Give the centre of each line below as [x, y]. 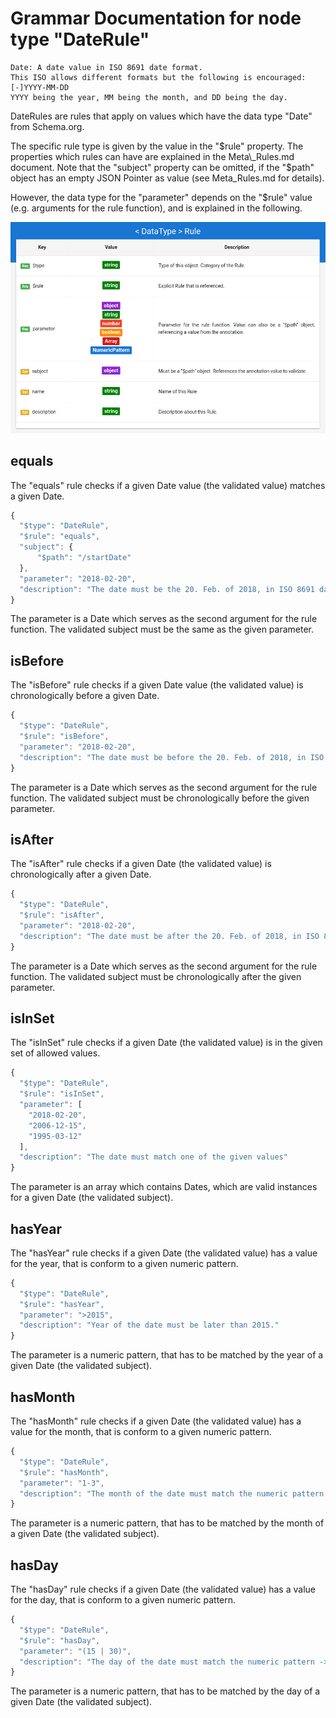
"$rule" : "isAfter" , [62, 915]
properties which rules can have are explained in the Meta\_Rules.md [152, 156]
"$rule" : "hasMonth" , [64, 1472]
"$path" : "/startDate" [84, 558]
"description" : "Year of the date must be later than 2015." [149, 1325]
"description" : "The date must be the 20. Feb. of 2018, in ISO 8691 [167, 589]
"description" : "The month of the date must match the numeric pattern [172, 1493]
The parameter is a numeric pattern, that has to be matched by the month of [167, 1523]
